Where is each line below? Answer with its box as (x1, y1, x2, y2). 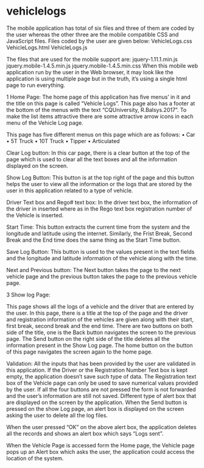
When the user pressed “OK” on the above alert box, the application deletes (6, 423, 197, 430)
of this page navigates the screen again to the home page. (6, 348, 153, 355)
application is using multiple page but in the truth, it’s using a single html (6, 75, 188, 82)
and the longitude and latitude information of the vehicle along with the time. (6, 254, 198, 262)
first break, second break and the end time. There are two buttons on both (6, 322, 193, 329)
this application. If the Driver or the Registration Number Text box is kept (6, 366, 188, 374)
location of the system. (6, 455, 64, 462)
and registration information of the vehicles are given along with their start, (6, 315, 194, 323)
